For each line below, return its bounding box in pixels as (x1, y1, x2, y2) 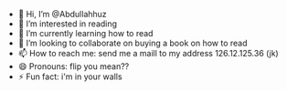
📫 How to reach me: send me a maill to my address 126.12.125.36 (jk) (17, 48, 279, 58)
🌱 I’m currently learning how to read (17, 28, 154, 38)
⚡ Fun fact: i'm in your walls (17, 71, 122, 82)
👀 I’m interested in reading (17, 18, 117, 29)
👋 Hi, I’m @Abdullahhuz (17, 9, 107, 19)
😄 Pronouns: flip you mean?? (17, 61, 130, 72)
